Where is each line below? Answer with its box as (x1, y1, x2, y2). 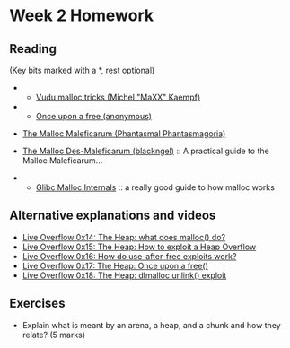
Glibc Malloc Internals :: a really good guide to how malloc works (35, 182, 276, 193)
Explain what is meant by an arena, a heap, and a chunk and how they (22, 319, 281, 330)
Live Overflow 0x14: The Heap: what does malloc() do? (22, 231, 226, 242)
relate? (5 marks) (22, 329, 86, 340)
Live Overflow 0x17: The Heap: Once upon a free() (22, 260, 209, 271)
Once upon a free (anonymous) (35, 111, 153, 121)
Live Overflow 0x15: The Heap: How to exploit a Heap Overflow (22, 241, 257, 252)
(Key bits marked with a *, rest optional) (9, 65, 155, 75)
